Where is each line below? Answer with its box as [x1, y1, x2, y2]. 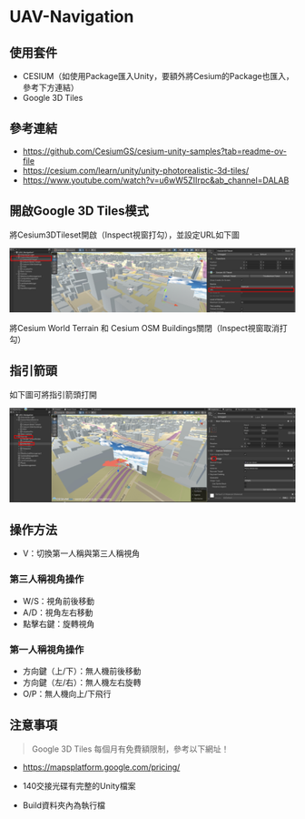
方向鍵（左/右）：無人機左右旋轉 [22, 676, 142, 688]
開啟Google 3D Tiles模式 [9, 203, 150, 219]
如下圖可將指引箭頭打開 [9, 389, 97, 399]
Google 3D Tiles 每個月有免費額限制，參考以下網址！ [31, 743, 230, 754]
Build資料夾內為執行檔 [22, 799, 106, 811]
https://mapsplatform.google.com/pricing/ [22, 762, 181, 773]
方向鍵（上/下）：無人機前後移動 [22, 665, 142, 676]
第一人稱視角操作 [9, 643, 84, 656]
